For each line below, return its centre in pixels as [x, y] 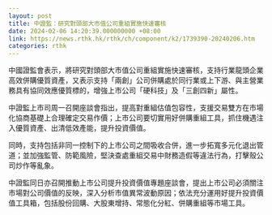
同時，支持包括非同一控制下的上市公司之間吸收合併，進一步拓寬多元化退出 [132, 145]
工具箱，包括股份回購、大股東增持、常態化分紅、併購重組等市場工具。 [132, 203]
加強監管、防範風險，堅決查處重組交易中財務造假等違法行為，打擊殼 [143, 156]
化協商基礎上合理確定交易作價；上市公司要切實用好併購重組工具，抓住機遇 [132, 118]
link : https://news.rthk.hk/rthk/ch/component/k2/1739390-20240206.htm [132, 39]
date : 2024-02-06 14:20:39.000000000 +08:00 [85, 31]
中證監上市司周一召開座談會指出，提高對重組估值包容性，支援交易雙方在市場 [136, 108]
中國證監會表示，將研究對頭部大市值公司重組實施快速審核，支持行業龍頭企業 [136, 71]
